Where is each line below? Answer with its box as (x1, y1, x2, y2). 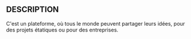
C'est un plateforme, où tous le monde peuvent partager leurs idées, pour (6, 20, 186, 27)
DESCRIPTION (6, 5, 59, 15)
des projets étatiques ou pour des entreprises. (6, 26, 119, 33)
